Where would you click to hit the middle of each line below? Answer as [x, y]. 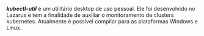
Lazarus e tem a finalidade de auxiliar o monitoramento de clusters [90, 15]
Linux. [14, 28]
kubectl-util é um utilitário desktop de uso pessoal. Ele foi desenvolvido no [101, 9]
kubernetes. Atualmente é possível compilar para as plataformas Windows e [102, 21]
